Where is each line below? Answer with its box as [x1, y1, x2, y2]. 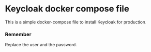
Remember [5, 31, 31, 38]
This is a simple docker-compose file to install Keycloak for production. [5, 19, 147, 25]
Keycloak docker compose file [5, 3, 130, 14]
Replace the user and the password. [5, 42, 77, 48]
